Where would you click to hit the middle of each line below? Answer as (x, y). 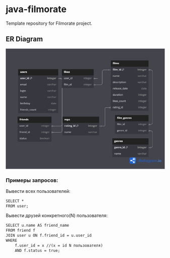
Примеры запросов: (32, 180)
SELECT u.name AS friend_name (38, 226)
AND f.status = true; (37, 251)
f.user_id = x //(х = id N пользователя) (59, 246)
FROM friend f (21, 231)
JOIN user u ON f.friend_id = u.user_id (49, 236)
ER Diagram (24, 39)
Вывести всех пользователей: (38, 191)
